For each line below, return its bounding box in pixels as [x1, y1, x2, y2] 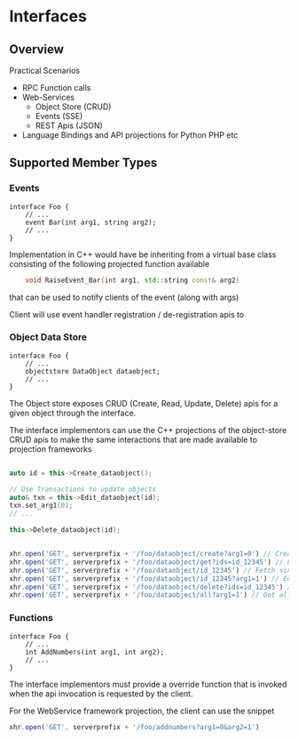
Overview [9, 42, 65, 57]
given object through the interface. [9, 407, 137, 418]
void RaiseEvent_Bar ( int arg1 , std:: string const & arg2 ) [25, 276, 240, 285]
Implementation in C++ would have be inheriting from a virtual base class [9, 249, 277, 260]
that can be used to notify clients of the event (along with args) [9, 292, 239, 302]
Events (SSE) [35, 111, 83, 121]
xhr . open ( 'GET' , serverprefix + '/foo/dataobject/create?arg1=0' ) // [9, 550, 272, 559]
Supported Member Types [9, 156, 158, 171]
